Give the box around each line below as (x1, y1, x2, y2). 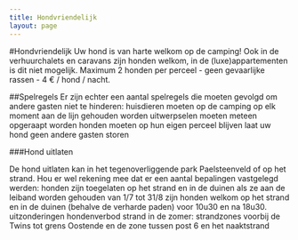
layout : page (9, 21, 58, 30)
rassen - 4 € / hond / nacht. (9, 74, 111, 84)
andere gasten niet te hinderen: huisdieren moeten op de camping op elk (9, 100, 276, 111)
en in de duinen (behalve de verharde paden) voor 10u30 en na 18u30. (9, 201, 268, 212)
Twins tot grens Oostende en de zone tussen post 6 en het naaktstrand (9, 220, 270, 231)
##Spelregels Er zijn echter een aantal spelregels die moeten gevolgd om (9, 91, 278, 102)
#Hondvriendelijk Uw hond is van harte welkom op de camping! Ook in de (9, 45, 279, 56)
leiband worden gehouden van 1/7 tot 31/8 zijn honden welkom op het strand (9, 192, 290, 203)
